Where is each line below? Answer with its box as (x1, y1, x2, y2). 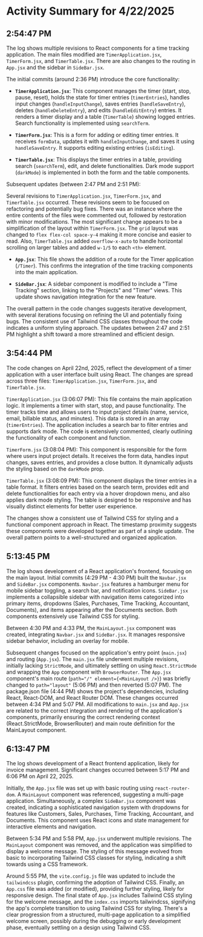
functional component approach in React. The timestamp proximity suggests (6, 520, 197, 528)
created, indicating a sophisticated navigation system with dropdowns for (6, 804, 189, 811)
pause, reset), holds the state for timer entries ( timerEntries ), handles (14, 94, 190, 101)
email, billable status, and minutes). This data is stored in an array (6, 414, 170, 422)
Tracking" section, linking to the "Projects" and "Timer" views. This (14, 287, 182, 294)
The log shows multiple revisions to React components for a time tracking (6, 44, 189, 52)
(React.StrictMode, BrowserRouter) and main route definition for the (6, 720, 175, 727)
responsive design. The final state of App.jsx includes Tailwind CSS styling (6, 892, 192, 899)
